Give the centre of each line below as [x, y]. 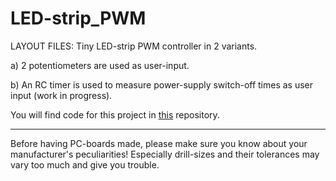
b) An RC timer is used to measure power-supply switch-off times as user [162, 84]
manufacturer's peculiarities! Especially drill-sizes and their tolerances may [165, 154]
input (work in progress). [61, 95]
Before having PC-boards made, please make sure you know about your [159, 143]
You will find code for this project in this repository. [115, 114]
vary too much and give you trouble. [85, 164]
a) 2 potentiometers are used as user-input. [100, 65]
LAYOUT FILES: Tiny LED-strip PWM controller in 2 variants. [134, 46]
